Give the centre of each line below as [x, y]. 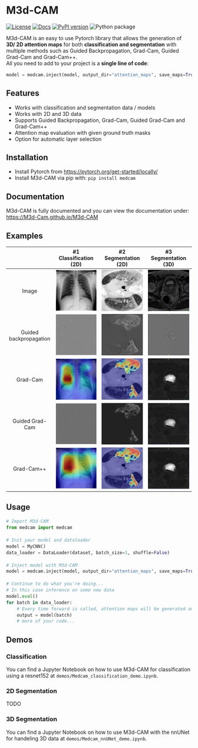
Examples [24, 236]
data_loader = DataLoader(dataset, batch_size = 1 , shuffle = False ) [88, 553]
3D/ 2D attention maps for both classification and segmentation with [91, 44]
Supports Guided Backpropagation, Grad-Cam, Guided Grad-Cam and [100, 120]
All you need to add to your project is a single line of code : [77, 63]
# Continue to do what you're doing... [55, 584]
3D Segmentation [32, 719]
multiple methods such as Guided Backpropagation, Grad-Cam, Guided [93, 50]
